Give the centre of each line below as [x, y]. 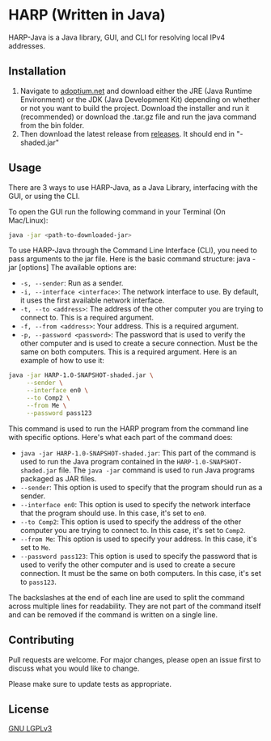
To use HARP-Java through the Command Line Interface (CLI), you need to [133, 250]
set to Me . [35, 547]
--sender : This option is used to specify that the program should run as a [141, 487]
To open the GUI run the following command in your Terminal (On [117, 211]
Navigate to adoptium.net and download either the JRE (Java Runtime [136, 91]
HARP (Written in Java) [87, 15]
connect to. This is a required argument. [87, 318]
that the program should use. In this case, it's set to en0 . [113, 513]
